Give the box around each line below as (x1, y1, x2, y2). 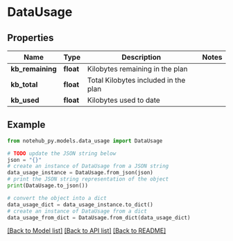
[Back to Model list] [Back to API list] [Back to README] (7, 226, 166, 235)
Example (7, 119, 46, 131)
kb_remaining (10, 64, 57, 74)
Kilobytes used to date (87, 95, 161, 105)
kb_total (10, 80, 38, 89)
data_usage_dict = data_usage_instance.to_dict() (7, 201, 154, 208)
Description (121, 53, 162, 62)
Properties (7, 32, 54, 44)
